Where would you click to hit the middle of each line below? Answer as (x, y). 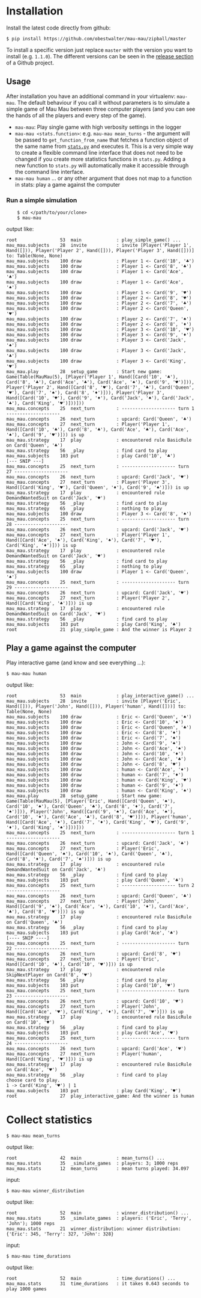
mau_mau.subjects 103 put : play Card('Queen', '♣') (95, 880)
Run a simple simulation (42, 200)
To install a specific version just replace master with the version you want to (100, 50)
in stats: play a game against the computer (67, 184)
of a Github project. (30, 63)
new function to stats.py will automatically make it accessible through (102, 165)
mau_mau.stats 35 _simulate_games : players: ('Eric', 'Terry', (99, 1218)
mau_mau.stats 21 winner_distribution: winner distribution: (94, 1229)
